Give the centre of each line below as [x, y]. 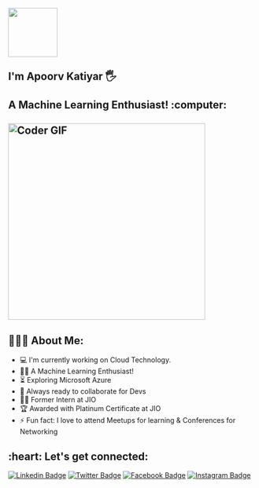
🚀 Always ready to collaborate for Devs [83, 391]
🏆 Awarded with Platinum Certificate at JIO [90, 409]
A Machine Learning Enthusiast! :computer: [117, 105]
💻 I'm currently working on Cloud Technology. [95, 360]
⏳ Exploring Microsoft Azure [65, 380]
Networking [39, 431]
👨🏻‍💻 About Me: [46, 341]
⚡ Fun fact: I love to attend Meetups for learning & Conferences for [128, 420]
